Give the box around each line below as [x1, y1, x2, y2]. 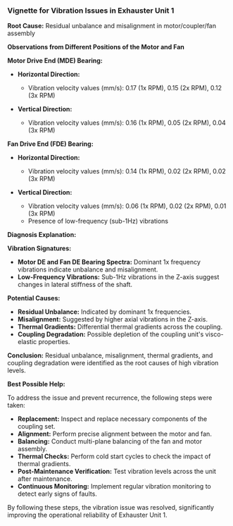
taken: [7, 401, 26, 410]
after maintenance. [17, 475, 73, 483]
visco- [205, 330, 224, 338]
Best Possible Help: [7, 380, 65, 389]
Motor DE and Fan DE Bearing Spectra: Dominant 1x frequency [17, 258, 201, 267]
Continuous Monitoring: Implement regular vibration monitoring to [17, 482, 211, 491]
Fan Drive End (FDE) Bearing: [7, 140, 94, 148]
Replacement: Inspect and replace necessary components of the [17, 415, 208, 423]
